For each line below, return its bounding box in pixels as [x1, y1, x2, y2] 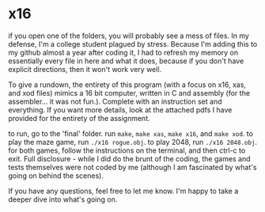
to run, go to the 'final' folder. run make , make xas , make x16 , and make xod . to [8, 128, 253, 138]
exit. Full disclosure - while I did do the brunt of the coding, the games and [8, 153, 251, 163]
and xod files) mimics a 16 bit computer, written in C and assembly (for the [8, 88, 251, 97]
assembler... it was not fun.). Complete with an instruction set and [8, 97, 222, 106]
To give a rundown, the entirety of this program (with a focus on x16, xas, [8, 80, 247, 89]
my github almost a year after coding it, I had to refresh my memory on [8, 47, 239, 57]
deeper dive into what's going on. [8, 195, 118, 204]
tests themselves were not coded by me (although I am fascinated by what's [8, 162, 257, 172]
